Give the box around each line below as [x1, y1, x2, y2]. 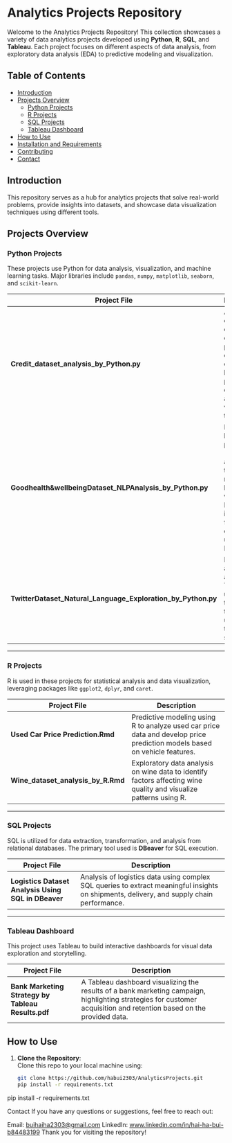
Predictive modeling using [131, 712, 216, 722]
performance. [80, 898, 125, 907]
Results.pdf [10, 1008, 50, 1018]
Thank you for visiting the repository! [41, 1128, 147, 1136]
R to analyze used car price [131, 720, 220, 730]
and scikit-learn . [7, 279, 59, 287]
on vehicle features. [131, 747, 195, 756]
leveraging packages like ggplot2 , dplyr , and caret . [7, 684, 153, 692]
